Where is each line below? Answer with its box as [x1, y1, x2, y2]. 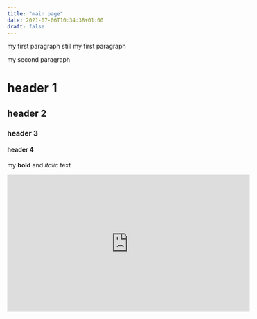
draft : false [7, 23, 45, 30]
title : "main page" [7, 10, 64, 17]
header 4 [7, 145, 34, 154]
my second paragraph [7, 56, 71, 64]
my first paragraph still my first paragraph [7, 42, 126, 51]
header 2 [7, 107, 47, 119]
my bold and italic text [7, 161, 71, 170]
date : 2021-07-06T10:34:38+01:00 [7, 17, 104, 24]
